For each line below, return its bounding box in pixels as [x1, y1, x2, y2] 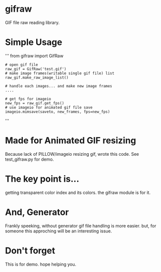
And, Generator [5, 207, 69, 218]
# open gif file [5, 62, 38, 67]
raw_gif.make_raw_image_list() [5, 75, 69, 80]
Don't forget [5, 245, 55, 256]
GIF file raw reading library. [5, 20, 60, 25]
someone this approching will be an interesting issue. [5, 228, 112, 234]
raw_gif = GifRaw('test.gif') [5, 66, 67, 71]
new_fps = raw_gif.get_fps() [5, 101, 64, 105]
